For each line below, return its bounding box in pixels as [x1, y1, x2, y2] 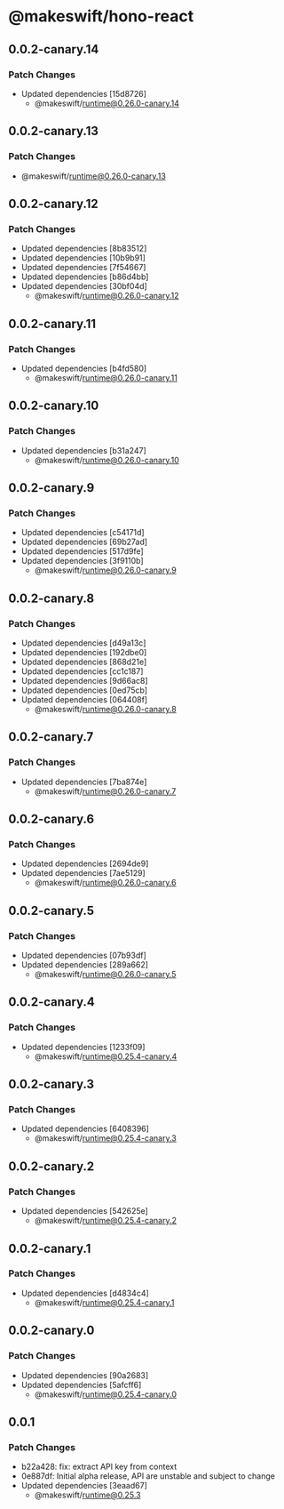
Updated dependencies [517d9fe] [20, 546, 144, 557]
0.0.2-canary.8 [8, 590, 95, 606]
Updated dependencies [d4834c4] [20, 1288, 150, 1298]
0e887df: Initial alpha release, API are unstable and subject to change [20, 1471, 276, 1481]
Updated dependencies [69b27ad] [20, 536, 148, 548]
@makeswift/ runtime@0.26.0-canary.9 [34, 565, 177, 575]
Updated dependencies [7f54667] [20, 262, 146, 273]
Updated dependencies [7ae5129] [20, 868, 146, 879]
